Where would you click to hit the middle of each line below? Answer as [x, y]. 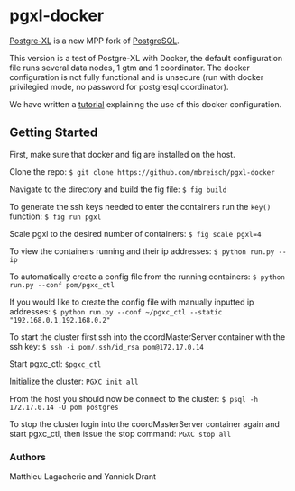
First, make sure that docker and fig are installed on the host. [123, 154]
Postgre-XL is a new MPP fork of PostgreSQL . [95, 41]
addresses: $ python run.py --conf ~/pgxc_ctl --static [116, 311]
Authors [28, 457]
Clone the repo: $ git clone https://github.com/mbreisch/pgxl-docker [142, 171]
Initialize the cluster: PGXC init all [74, 381]
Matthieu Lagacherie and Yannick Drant [83, 477]
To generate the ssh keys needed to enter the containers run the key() [140, 206]
